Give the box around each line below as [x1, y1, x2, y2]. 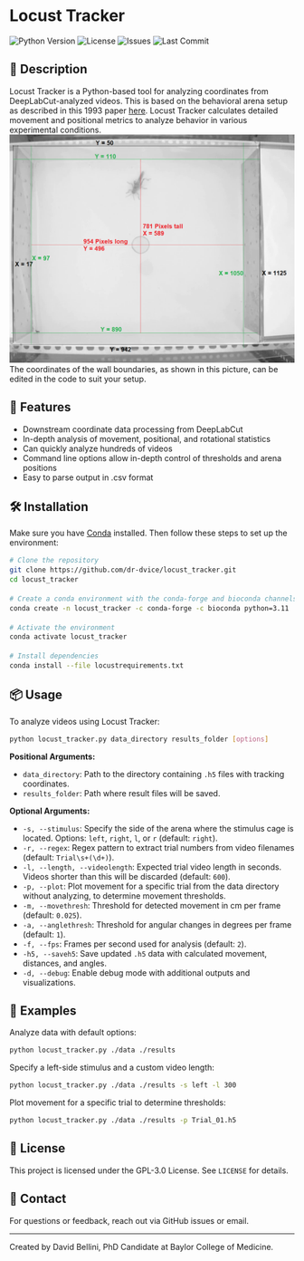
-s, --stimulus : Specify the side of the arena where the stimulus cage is [22, 823, 294, 833]
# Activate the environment [9, 622, 116, 632]
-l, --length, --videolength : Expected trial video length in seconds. [22, 862, 282, 872]
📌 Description [9, 62, 88, 77]
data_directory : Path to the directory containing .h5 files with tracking [22, 768, 285, 779]
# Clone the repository [9, 556, 100, 565]
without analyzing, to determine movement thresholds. [22, 890, 226, 901]
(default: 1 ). [22, 929, 66, 939]
